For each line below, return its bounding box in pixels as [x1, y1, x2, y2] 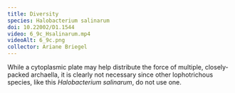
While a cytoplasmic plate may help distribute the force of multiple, [7, 63, 204, 71]
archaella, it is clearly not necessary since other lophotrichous [31, 70, 214, 79]
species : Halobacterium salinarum [7, 17, 110, 24]
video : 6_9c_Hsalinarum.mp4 [7, 30, 91, 38]
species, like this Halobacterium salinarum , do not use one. [7, 78, 182, 86]
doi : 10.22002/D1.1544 [7, 23, 75, 31]
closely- [204, 63, 229, 71]
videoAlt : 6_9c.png [7, 37, 66, 44]
